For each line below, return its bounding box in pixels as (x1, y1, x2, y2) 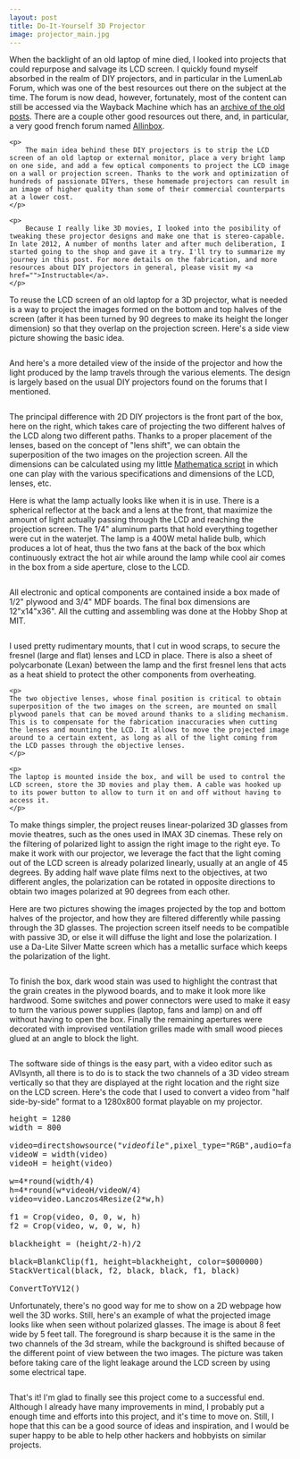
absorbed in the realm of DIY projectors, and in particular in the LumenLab (9, 73, 283, 84)
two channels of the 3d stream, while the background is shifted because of (9, 1338, 286, 1349)
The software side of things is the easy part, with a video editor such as (9, 1058, 273, 1069)
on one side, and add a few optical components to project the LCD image (9, 162, 290, 171)
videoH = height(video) (9, 1158, 113, 1168)
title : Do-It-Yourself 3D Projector (9, 21, 146, 30)
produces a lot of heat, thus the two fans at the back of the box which (9, 543, 266, 554)
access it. (9, 796, 50, 805)
